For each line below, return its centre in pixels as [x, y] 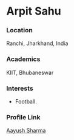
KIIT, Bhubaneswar [30, 72]
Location [20, 30]
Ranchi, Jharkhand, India [37, 43]
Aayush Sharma [26, 131]
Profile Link [23, 117]
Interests [20, 88]
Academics [23, 59]
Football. [26, 102]
